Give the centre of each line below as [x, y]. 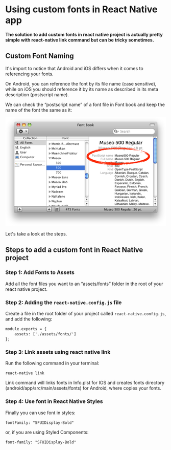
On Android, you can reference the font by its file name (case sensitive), [81, 83]
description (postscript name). [37, 94]
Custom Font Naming [40, 56]
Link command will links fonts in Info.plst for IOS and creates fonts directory [85, 383]
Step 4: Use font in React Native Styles [54, 401]
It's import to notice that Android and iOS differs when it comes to [75, 68]
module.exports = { [26, 329]
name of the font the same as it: [39, 110]
